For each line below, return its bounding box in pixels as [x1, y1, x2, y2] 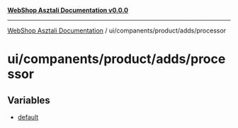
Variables [7, 94, 51, 106]
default [17, 113, 39, 121]
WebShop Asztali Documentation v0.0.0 [7, 6, 129, 14]
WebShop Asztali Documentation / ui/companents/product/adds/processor [7, 26, 227, 35]
